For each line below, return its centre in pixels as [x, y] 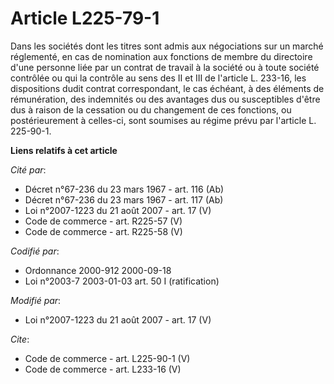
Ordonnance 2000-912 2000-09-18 [98, 270]
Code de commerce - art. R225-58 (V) [103, 231]
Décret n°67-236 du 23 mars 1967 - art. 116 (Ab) [124, 189]
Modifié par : [36, 300]
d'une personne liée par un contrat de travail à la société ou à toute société [165, 67]
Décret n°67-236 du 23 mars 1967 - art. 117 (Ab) [124, 199]
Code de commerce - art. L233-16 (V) [103, 369]
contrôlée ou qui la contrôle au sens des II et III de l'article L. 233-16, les [158, 78]
